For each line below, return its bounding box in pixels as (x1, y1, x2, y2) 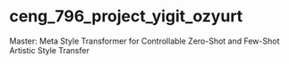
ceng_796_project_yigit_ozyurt (9, 6, 243, 27)
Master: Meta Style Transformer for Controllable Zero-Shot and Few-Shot (9, 36, 280, 46)
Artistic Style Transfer (9, 44, 89, 55)
